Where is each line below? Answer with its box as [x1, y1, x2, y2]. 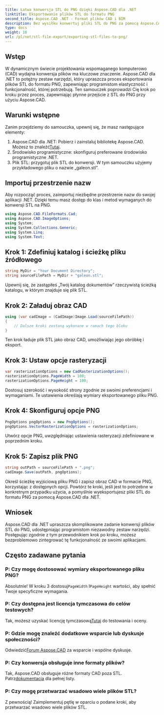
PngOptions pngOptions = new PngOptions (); [5, 419, 95, 424]
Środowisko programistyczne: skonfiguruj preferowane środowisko [12, 149, 147, 155]
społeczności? [5, 636, 41, 643]
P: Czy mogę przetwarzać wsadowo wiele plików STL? [5, 688, 137, 695]
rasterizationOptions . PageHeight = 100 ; [5, 378, 89, 383]
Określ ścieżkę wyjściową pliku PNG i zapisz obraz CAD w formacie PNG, [5, 479, 153, 484]
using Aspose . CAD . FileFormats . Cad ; [5, 211, 78, 217]
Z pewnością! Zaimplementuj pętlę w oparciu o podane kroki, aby [5, 699, 137, 705]
